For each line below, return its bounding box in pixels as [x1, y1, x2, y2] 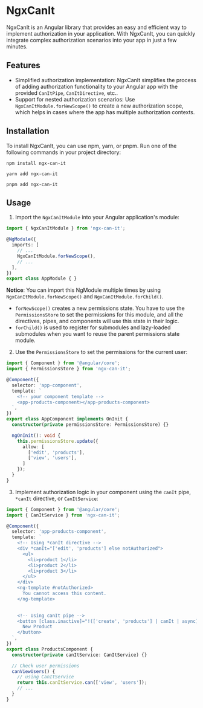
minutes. [6, 43, 28, 50]
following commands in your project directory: [6, 149, 121, 156]
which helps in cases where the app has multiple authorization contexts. [14, 108, 195, 115]
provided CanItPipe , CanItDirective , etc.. [14, 89, 118, 97]
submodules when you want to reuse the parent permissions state [14, 330, 180, 338]
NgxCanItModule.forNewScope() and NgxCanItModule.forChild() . [6, 293, 164, 300]
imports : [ [11, 242, 39, 248]
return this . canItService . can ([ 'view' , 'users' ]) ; [17, 680, 147, 686]
